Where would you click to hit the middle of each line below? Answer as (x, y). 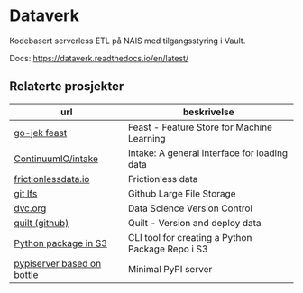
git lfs (26, 193)
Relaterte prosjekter (67, 87)
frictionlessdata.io (52, 179)
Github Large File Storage (182, 193)
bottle (26, 274)
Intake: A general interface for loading (208, 152)
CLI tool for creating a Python (190, 237)
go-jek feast (41, 133)
